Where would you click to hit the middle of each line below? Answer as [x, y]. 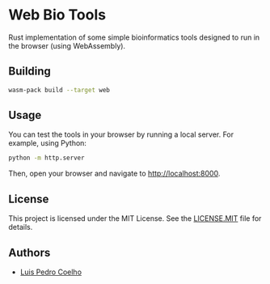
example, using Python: [48, 143]
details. [21, 227]
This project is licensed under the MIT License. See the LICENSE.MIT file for [135, 218]
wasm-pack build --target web [59, 90]
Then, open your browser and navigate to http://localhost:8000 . [114, 174]
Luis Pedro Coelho [51, 272]
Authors [30, 252]
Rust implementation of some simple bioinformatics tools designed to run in [134, 37]
